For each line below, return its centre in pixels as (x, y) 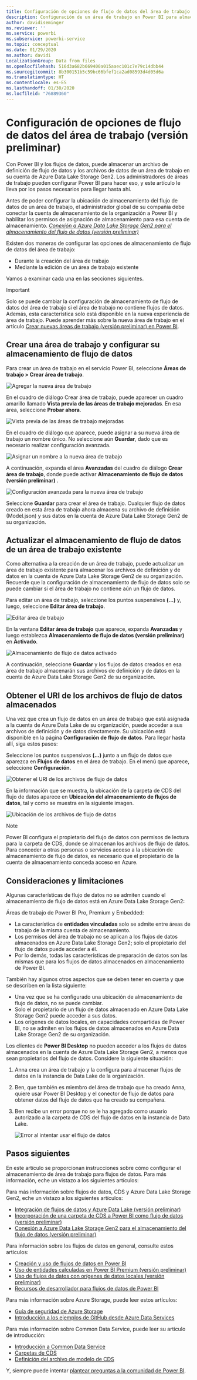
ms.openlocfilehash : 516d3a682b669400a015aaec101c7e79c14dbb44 (85, 66)
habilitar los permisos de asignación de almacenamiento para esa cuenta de (98, 219)
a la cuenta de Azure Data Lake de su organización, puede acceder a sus (94, 725)
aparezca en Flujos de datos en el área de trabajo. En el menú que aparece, (98, 762)
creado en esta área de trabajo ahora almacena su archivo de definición (93, 509)
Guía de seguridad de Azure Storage (59, 1311)
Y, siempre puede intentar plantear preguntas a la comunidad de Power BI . (96, 1370)
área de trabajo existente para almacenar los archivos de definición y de (93, 570)
